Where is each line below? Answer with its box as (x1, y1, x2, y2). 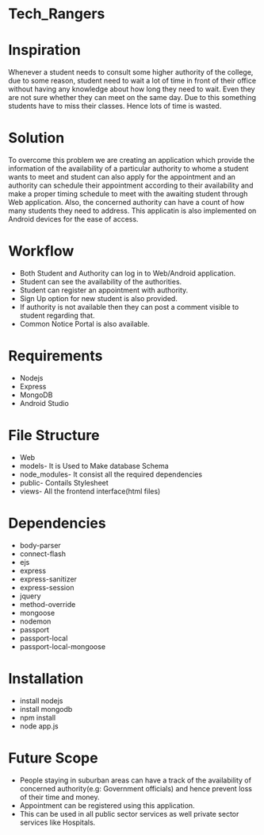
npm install (19, 713, 56, 722)
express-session (19, 582, 75, 592)
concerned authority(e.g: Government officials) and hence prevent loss (19, 783, 252, 793)
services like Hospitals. (19, 818, 96, 827)
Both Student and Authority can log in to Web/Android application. (19, 269, 236, 278)
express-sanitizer (19, 574, 78, 584)
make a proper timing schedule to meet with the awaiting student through (8, 189, 248, 199)
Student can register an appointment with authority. (19, 285, 189, 295)
